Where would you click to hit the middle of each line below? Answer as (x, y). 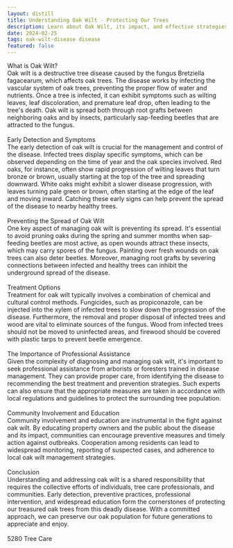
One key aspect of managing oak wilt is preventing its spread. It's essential (114, 228)
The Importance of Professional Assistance (69, 354)
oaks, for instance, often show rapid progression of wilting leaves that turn (114, 169)
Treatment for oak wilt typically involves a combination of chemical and (109, 295)
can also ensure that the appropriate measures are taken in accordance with (116, 391)
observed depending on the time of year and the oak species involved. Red (114, 162)
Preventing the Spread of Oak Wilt (56, 221)
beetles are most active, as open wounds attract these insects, (120, 243)
